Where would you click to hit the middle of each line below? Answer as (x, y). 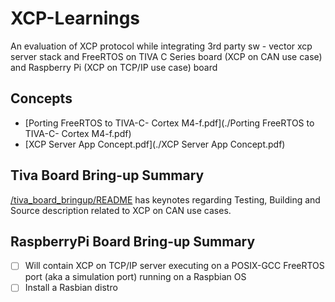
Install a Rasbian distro (71, 288)
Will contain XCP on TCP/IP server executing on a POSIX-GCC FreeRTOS (174, 266)
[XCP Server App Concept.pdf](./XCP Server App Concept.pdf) (155, 144)
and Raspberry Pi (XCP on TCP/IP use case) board (114, 67)
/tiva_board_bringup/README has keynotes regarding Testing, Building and (165, 199)
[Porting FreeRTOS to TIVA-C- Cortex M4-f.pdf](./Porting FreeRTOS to (169, 123)
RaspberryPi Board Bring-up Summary (133, 241)
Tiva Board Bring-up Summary (107, 175)
